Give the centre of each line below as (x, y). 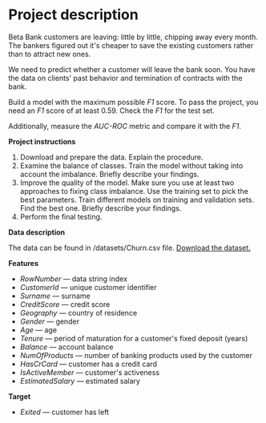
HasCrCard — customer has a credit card (89, 364)
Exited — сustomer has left (64, 412)
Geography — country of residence (79, 312)
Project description (73, 15)
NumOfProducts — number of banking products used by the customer (136, 355)
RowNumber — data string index (74, 279)
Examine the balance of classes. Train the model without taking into (131, 165)
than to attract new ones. (50, 54)
